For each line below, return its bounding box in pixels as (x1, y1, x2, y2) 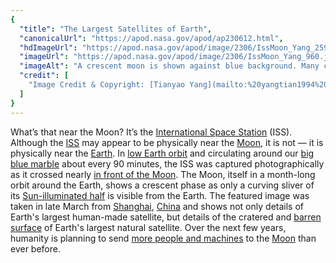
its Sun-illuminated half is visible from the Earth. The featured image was (10, 189, 310, 201)
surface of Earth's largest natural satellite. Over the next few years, (10, 221, 287, 233)
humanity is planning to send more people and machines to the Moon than (10, 232, 317, 244)
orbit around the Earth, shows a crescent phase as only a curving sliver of (10, 179, 315, 191)
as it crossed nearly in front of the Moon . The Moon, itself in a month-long (10, 168, 316, 180)
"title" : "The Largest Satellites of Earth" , (19, 24, 213, 34)
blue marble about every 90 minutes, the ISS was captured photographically (10, 157, 325, 170)
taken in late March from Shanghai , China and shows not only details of (10, 200, 304, 212)
